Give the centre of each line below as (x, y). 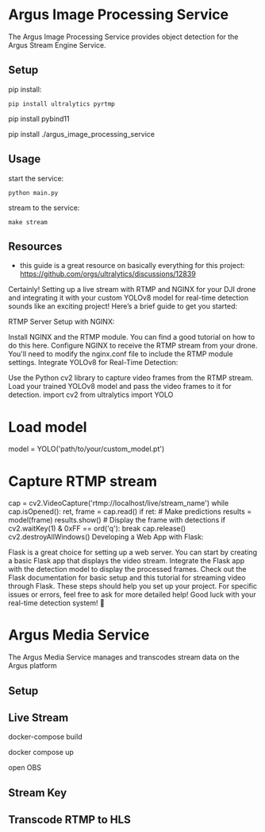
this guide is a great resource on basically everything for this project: (132, 266)
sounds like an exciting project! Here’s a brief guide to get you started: (123, 306)
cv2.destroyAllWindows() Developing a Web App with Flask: (106, 537)
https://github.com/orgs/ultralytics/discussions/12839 (108, 274)
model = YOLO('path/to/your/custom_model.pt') (86, 449)
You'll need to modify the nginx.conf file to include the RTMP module (121, 354)
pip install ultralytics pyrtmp (61, 104)
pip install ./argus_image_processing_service (81, 134)
